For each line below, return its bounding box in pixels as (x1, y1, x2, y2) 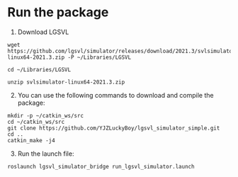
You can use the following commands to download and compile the (17, 91, 214, 99)
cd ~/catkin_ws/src (7, 118, 65, 125)
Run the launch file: (17, 149, 74, 158)
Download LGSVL (17, 28, 69, 36)
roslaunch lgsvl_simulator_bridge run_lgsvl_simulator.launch (7, 163, 195, 170)
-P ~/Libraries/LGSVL (67, 54, 132, 61)
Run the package (7, 4, 109, 21)
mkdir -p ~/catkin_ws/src (7, 112, 84, 119)
